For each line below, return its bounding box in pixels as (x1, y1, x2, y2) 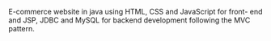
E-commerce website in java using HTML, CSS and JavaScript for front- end (8, 7, 263, 16)
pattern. (8, 24, 35, 33)
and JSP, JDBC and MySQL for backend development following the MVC (8, 15, 251, 25)
